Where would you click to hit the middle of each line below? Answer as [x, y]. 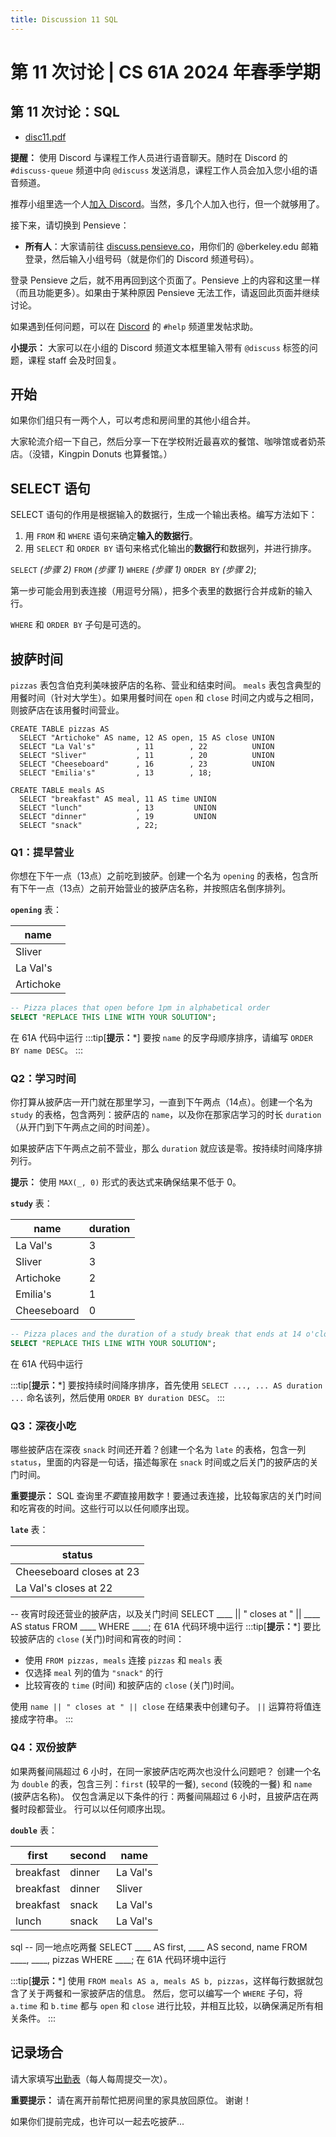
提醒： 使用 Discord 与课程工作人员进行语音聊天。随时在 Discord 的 [149, 157]
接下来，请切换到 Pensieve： [70, 225]
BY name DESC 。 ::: [46, 1050]
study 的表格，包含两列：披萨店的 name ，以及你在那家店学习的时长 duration [166, 1115]
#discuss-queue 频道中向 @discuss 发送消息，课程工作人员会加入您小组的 [160, 170]
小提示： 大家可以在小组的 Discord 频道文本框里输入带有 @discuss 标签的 [160, 347]
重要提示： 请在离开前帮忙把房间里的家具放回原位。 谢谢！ [131, 2100]
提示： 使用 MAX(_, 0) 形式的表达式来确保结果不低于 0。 [126, 1182]
